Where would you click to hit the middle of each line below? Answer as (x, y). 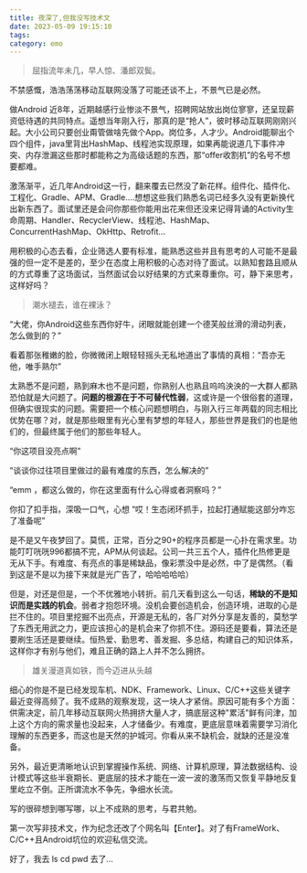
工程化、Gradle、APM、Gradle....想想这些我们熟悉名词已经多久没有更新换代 (152, 197)
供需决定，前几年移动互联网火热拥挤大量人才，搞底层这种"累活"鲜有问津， (149, 713)
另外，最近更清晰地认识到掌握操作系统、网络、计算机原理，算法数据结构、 (149, 767)
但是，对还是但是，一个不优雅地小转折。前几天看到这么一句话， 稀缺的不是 (149, 594)
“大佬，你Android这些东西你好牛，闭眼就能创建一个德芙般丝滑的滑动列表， (150, 325)
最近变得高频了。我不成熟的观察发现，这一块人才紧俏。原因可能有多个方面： (153, 701)
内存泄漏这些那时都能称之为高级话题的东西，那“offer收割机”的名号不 (154, 155)
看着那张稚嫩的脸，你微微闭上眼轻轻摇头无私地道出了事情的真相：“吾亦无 (148, 355)
